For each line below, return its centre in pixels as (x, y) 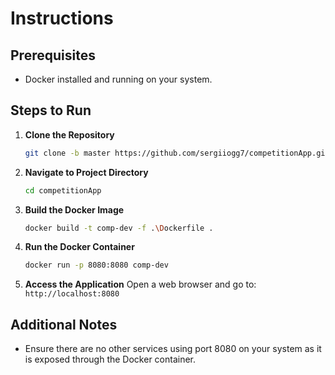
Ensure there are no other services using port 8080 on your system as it (173, 349)
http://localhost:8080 (72, 294)
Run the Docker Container (79, 247)
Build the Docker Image (74, 209)
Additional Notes (64, 324)
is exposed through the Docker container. (110, 359)
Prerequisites (53, 55)
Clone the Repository (69, 134)
